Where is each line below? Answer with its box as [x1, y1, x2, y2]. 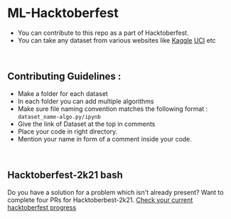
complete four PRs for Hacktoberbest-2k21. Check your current [7, 196, 193, 204]
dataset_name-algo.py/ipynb [17, 113, 101, 120]
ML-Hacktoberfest [7, 5, 119, 21]
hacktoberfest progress [7, 203, 77, 211]
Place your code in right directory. [17, 127, 118, 136]
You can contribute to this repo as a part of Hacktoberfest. [17, 28, 189, 37]
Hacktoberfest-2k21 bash [7, 169, 123, 181]
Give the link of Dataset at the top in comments [17, 119, 156, 128]
